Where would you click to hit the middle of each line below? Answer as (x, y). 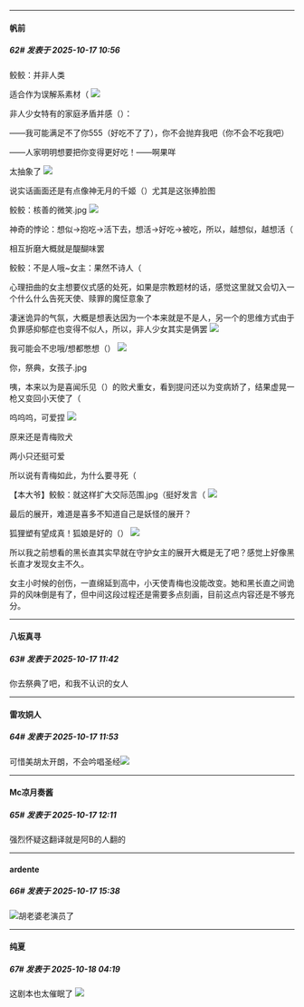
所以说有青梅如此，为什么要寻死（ (73, 475)
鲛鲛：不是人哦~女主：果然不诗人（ (76, 268)
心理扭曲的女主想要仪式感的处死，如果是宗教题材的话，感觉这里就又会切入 (148, 287)
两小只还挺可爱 (37, 455)
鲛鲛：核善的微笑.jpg (48, 210)
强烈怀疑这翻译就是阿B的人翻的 (68, 839)
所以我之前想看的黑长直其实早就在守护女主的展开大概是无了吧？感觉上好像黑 (152, 552)
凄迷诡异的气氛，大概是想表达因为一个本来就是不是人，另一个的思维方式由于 (152, 318)
